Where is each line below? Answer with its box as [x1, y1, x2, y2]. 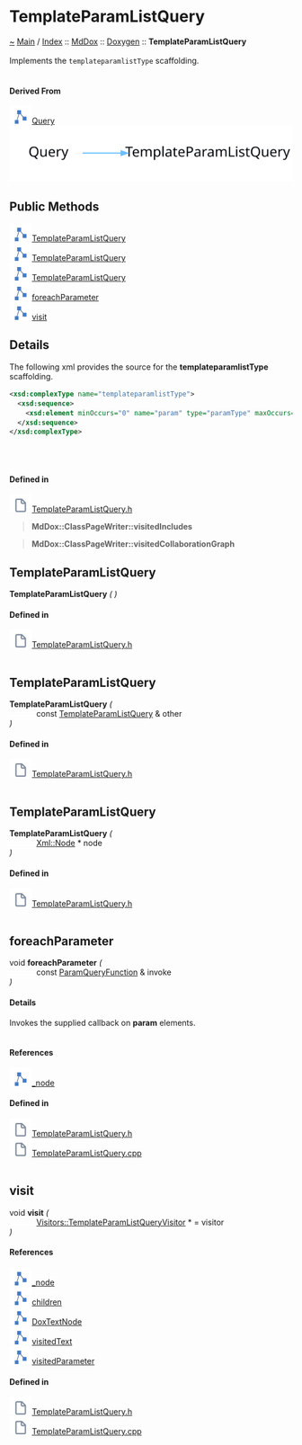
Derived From [9, 85, 61, 96]
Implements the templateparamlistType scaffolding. [9, 55, 200, 66]
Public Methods [9, 199, 100, 214]
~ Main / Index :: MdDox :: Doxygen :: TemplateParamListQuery [9, 36, 247, 47]
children [31, 1297, 63, 1307]
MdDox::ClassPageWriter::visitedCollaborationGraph [31, 539, 235, 549]
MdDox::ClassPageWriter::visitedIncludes [31, 522, 193, 532]
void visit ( [9, 1207, 49, 1218]
